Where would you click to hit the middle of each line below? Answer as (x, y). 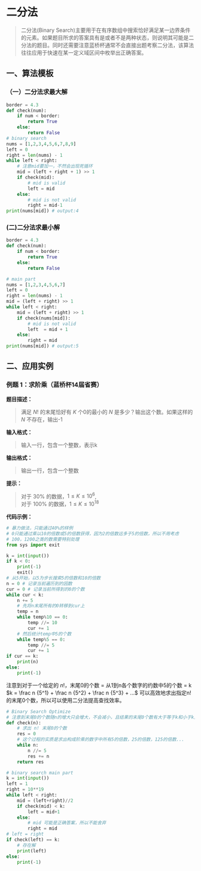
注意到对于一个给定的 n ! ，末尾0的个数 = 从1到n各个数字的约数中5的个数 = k (99, 685)
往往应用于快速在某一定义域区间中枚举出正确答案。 (84, 52)
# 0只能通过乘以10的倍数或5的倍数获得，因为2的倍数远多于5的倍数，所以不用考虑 (93, 533)
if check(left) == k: (33, 840)
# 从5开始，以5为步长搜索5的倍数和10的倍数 (54, 578)
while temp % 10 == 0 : (42, 617)
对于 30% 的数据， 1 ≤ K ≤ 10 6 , (59, 496)
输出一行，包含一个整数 (50, 470)
